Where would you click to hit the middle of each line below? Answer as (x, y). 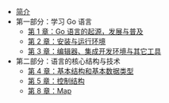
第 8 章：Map (50, 91)
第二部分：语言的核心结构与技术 (68, 61)
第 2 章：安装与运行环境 (67, 41)
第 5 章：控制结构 (56, 81)
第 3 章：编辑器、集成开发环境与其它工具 (94, 51)
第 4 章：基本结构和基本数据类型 (81, 71)
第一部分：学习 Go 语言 (54, 21)
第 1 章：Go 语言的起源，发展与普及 (85, 31)
